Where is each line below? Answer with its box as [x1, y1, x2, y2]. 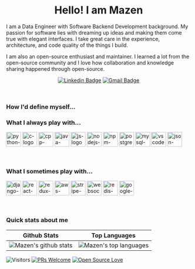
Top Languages [91, 231, 136, 239]
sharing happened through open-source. [6, 65, 105, 72]
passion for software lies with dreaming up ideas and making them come [6, 29, 182, 36]
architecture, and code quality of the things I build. [6, 42, 128, 49]
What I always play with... [6, 118, 81, 127]
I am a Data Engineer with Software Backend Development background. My [6, 23, 189, 30]
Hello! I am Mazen [54, 4, 143, 17]
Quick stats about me [6, 216, 69, 224]
